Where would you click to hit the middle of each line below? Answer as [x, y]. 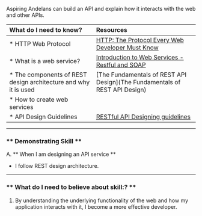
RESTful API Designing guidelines [143, 117]
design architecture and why [50, 82]
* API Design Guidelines [43, 117]
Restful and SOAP [121, 65]
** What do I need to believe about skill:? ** [71, 187]
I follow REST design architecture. [57, 166]
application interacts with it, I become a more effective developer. [96, 206]
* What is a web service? [45, 61]
